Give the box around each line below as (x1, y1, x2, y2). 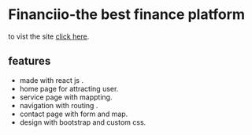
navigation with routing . (19, 100, 98, 110)
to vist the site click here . (8, 32, 90, 41)
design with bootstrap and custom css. (19, 117, 146, 127)
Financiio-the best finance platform (8, 6, 246, 24)
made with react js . (19, 75, 84, 84)
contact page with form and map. (19, 109, 128, 118)
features (8, 54, 51, 68)
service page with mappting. (19, 92, 113, 102)
